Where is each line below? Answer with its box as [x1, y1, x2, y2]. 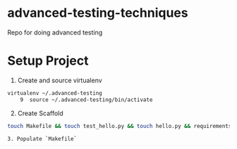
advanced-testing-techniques [7, 5, 188, 21]
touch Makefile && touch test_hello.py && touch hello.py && [7, 122, 191, 129]
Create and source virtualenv [17, 76, 102, 84]
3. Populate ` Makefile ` [7, 135, 78, 142]
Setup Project [7, 53, 90, 69]
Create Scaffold [17, 109, 63, 117]
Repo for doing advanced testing [7, 28, 103, 37]
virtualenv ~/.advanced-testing [7, 89, 102, 96]
